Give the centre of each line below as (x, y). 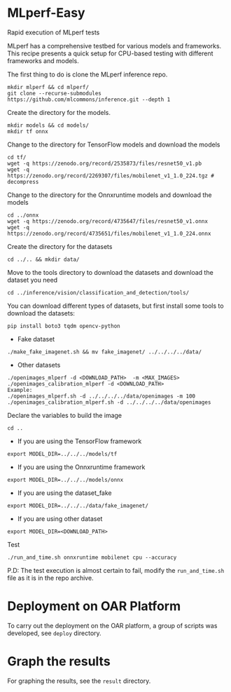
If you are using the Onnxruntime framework (81, 467)
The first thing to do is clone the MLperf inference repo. (87, 74)
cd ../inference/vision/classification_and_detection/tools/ (98, 292)
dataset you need (33, 280)
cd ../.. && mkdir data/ (43, 259)
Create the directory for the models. (59, 112)
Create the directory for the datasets (60, 246)
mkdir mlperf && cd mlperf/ (48, 87)
